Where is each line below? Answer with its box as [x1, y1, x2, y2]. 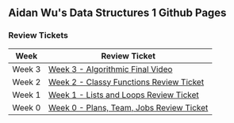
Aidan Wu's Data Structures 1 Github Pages [8, 6, 227, 20]
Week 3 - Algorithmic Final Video [48, 63, 173, 74]
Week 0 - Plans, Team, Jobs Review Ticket [48, 102, 209, 113]
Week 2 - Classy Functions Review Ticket [48, 76, 205, 88]
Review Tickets [8, 30, 69, 41]
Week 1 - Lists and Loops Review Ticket [48, 89, 200, 100]
